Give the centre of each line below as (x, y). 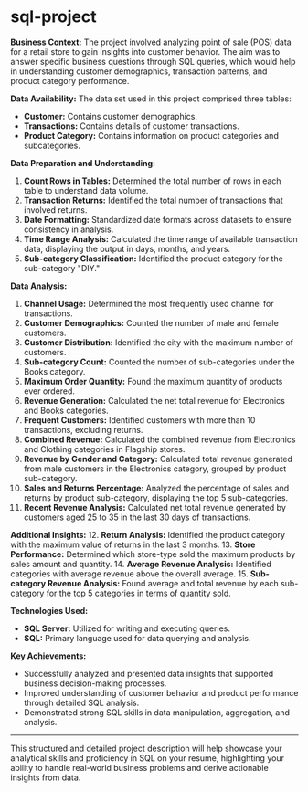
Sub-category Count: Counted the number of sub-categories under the (159, 362)
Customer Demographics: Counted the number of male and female (151, 322)
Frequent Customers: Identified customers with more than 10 (139, 420)
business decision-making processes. (95, 683)
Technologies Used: (49, 610)
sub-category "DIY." (62, 268)
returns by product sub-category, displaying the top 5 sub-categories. (156, 497)
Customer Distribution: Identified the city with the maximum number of (159, 342)
